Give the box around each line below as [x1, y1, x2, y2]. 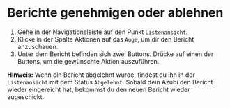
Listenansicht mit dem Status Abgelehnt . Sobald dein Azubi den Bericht [7, 78, 213, 86]
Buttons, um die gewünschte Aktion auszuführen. [17, 57, 160, 65]
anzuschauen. [17, 42, 59, 51]
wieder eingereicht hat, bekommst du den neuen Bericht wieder [7, 85, 190, 93]
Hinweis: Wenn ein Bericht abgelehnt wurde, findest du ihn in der [7, 71, 195, 79]
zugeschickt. [7, 92, 45, 101]
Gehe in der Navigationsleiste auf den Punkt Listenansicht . [17, 28, 188, 36]
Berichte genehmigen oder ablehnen [7, 5, 224, 21]
